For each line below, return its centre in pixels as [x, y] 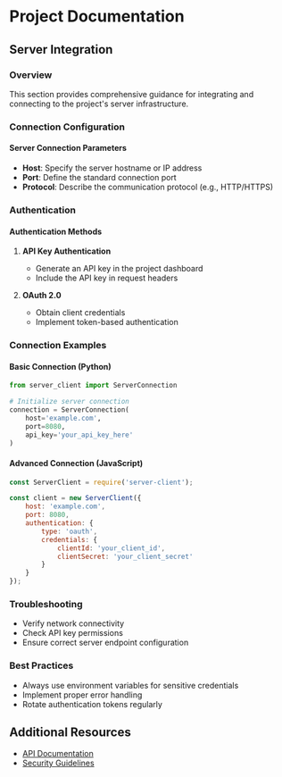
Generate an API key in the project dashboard [119, 269]
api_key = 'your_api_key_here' [79, 435]
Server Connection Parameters [68, 148]
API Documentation [58, 754]
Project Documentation [97, 17]
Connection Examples [58, 346]
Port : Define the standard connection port [99, 177]
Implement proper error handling [82, 695]
